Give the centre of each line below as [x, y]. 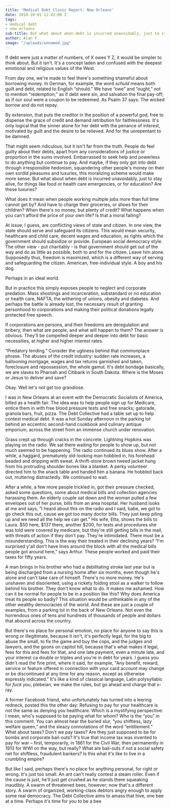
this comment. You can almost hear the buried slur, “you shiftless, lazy [78, 721]
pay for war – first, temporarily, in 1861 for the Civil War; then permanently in [84, 743]
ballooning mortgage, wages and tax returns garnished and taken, [74, 361]
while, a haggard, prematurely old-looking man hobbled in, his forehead [80, 455]
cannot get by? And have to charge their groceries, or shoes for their [77, 204]
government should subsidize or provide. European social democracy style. [84, 241]
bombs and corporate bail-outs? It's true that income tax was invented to [81, 737]
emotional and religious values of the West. [50, 68]
